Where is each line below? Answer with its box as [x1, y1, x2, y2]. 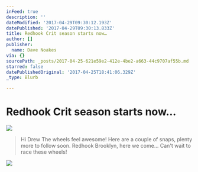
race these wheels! [20, 148, 67, 155]
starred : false [6, 63, 44, 70]
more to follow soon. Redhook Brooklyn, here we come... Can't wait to [20, 142, 191, 150]
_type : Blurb [6, 74, 38, 80]
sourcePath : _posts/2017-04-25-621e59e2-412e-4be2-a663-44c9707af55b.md [6, 58, 189, 64]
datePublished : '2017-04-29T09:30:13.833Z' [6, 25, 115, 31]
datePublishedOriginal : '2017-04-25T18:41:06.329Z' [6, 69, 136, 75]
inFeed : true [6, 8, 38, 15]
